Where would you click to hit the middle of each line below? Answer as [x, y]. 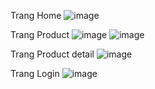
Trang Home [36, 15]
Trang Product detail [52, 54]
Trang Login [35, 73]
